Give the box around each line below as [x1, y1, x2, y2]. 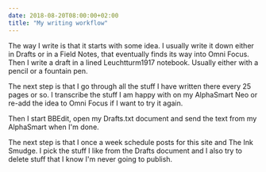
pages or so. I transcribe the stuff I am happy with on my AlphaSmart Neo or [8, 90, 258, 99]
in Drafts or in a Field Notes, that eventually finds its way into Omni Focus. [8, 49, 250, 59]
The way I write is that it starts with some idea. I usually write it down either [8, 40, 254, 50]
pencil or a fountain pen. [8, 66, 88, 75]
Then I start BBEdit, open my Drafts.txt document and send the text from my [8, 113, 257, 123]
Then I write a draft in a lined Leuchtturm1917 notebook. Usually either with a [8, 57, 259, 67]
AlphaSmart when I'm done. [8, 122, 99, 132]
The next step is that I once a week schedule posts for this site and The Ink [8, 137, 254, 147]
